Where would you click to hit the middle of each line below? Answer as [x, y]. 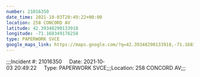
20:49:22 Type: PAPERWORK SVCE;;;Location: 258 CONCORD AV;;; [100, 68]
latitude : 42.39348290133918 [42, 28]
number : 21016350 [28, 12]
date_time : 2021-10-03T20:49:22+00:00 [54, 17]
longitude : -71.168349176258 [42, 34]
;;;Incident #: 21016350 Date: [44, 61]
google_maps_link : [29, 45]
